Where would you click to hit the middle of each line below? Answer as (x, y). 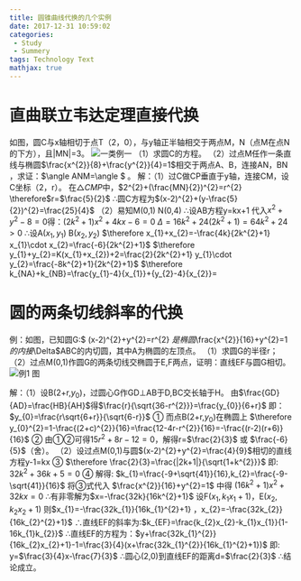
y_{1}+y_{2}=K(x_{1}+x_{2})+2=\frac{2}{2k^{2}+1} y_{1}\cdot (121, 254)
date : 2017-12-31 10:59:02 (60, 26)
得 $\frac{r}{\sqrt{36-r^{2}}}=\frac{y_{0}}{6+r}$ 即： (187, 405)
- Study (27, 43)
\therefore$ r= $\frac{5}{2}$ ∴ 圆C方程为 (82, 198)
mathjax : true (36, 69)
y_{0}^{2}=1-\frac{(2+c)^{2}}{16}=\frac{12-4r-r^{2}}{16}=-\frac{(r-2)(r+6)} (146, 429)
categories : (32, 34)
